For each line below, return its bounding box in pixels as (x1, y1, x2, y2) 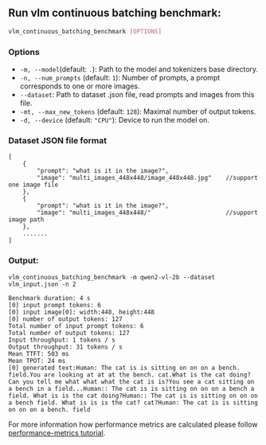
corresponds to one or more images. (19, 81, 141, 91)
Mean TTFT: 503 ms (8, 349, 69, 357)
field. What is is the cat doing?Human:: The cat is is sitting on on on (8, 392, 259, 400)
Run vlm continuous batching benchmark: (8, 6, 221, 20)
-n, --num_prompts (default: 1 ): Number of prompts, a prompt (19, 72, 221, 82)
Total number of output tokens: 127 (8, 329, 130, 337)
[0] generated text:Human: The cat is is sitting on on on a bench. (8, 364, 241, 372)
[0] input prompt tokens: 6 (8, 301, 102, 309)
